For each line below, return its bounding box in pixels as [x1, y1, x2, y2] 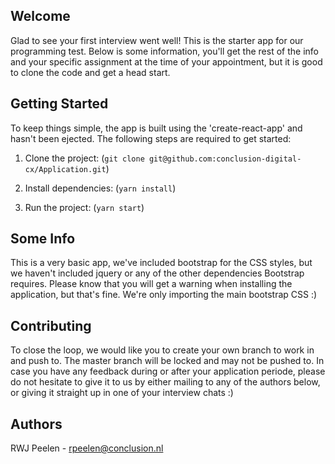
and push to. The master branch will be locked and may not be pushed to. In [10, 355, 325, 367]
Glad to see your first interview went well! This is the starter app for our [10, 34, 304, 46]
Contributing [10, 317, 92, 334]
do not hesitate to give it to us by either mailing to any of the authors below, [10, 376, 321, 388]
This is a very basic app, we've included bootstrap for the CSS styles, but [10, 257, 313, 269]
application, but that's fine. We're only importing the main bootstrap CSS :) [10, 289, 318, 301]
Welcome [10, 8, 71, 25]
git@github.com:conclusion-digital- [148, 154, 302, 164]
